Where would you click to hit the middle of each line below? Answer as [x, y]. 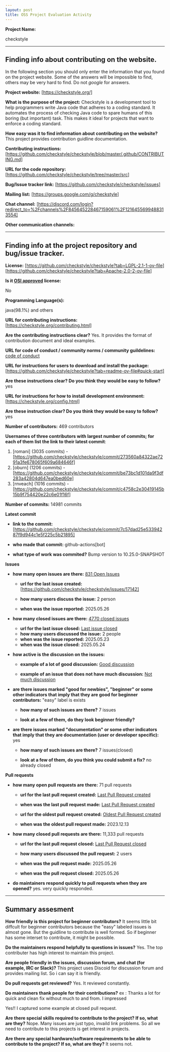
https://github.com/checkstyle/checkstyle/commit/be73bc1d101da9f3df [89, 473]
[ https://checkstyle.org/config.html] [42, 401]
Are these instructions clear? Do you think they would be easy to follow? [83, 381]
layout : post [19, 10]
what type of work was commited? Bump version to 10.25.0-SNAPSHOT [89, 554]
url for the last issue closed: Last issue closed [69, 628]
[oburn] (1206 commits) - [39, 468]
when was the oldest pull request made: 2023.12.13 [74, 824]
